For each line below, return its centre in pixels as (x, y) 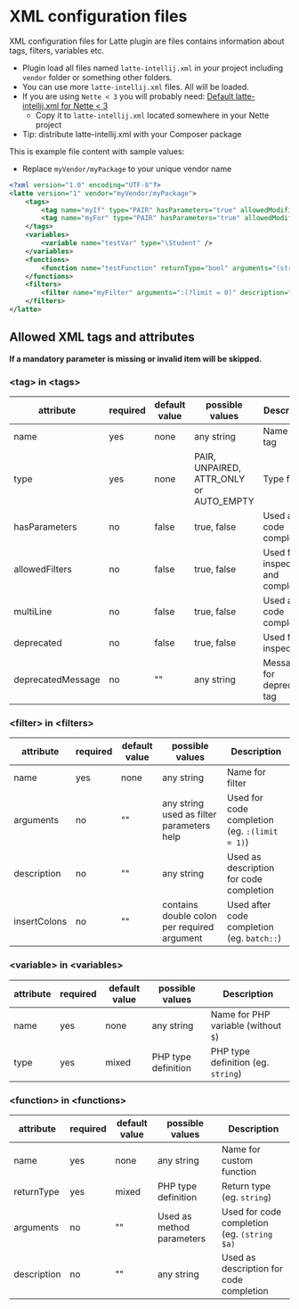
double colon (190, 916)
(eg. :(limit (252, 831)
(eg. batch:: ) (254, 938)
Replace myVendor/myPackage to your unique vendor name (127, 169)
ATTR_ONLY (220, 479)
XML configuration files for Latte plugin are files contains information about (147, 41)
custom (237, 1160)
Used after (249, 905)
